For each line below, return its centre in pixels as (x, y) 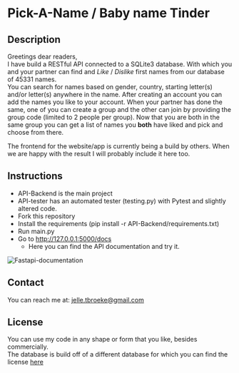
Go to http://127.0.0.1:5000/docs (65, 239)
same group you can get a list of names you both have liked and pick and (115, 125)
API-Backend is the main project (65, 193)
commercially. (28, 347)
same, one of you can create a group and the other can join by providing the (119, 109)
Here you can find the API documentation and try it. (104, 246)
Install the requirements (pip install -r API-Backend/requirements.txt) (118, 223)
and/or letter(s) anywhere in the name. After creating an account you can (115, 94)
